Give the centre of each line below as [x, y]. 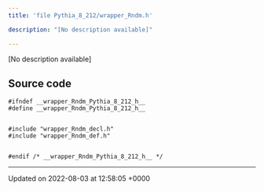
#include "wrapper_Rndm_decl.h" [61, 129]
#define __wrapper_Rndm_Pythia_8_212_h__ [77, 108]
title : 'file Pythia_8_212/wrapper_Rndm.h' [81, 15]
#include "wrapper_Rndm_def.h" [59, 136]
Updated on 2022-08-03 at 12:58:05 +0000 [79, 178]
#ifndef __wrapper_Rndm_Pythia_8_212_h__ [77, 102]
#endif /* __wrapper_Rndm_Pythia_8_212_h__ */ [86, 157]
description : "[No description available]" [81, 29]
